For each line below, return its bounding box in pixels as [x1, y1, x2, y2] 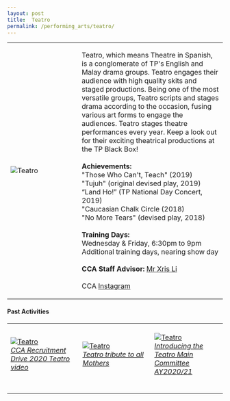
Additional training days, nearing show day [81, 247, 219, 257]
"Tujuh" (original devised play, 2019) [81, 179, 201, 188]
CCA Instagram [81, 281, 131, 291]
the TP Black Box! [81, 144, 139, 154]
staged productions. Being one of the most [81, 85, 219, 94]
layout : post [7, 10, 44, 17]
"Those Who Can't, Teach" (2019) [81, 170, 193, 180]
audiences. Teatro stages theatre [81, 119, 188, 129]
